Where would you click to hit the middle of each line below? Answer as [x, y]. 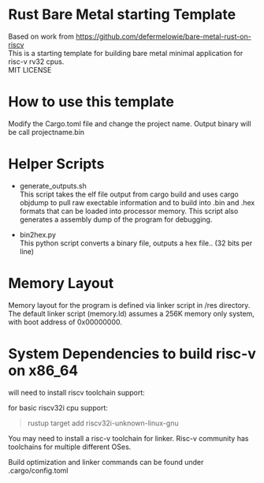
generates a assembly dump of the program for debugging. [116, 219]
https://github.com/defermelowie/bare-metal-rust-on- [164, 36]
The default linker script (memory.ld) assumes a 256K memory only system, [131, 313]
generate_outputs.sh [53, 185]
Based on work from [41, 36]
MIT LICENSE [30, 69]
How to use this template [91, 102]
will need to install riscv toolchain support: [77, 392]
